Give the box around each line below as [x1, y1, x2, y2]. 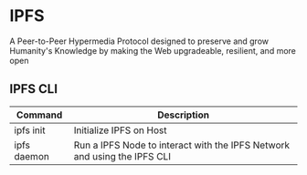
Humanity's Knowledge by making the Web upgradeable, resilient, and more [9, 45, 297, 56]
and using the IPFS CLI [73, 149, 172, 162]
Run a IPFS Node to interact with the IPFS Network [73, 139, 291, 151]
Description [156, 108, 210, 121]
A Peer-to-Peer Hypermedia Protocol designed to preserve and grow [9, 36, 270, 46]
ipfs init [14, 124, 46, 137]
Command [16, 108, 63, 121]
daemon [14, 149, 50, 162]
